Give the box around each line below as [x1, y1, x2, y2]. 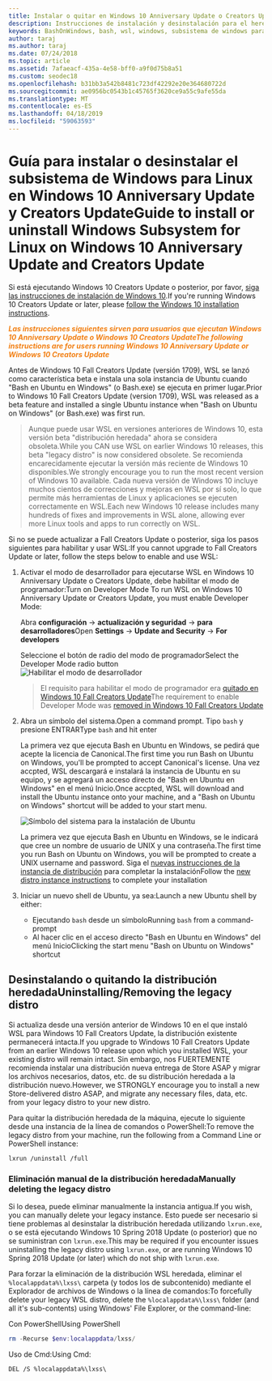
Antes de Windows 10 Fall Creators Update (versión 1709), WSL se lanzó [8, 365, 250, 375]
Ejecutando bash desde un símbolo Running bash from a [32, 914, 216, 924]
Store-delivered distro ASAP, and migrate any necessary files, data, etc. [8, 1089, 249, 1098]
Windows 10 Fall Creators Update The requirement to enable [40, 692, 240, 701]
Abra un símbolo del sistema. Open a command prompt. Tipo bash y [19, 716, 244, 726]
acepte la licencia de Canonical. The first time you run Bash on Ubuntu [19, 748, 253, 758]
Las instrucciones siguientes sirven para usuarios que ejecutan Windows [8, 323, 262, 333]
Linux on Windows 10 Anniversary [8, 238, 243, 257]
